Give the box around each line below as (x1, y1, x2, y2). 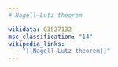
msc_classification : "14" (8, 33, 93, 41)
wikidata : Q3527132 (8, 25, 72, 33)
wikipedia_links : (8, 40, 65, 48)
